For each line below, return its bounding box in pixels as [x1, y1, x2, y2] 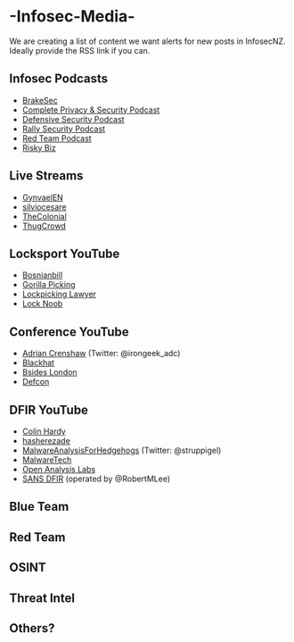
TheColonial [21, 211, 67, 221]
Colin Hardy [21, 426, 67, 437]
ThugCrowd [21, 221, 67, 231]
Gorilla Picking [21, 279, 76, 290]
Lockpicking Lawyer [21, 288, 96, 300]
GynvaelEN [21, 192, 64, 203]
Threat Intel [9, 590, 76, 605]
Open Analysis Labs [21, 464, 96, 474]
